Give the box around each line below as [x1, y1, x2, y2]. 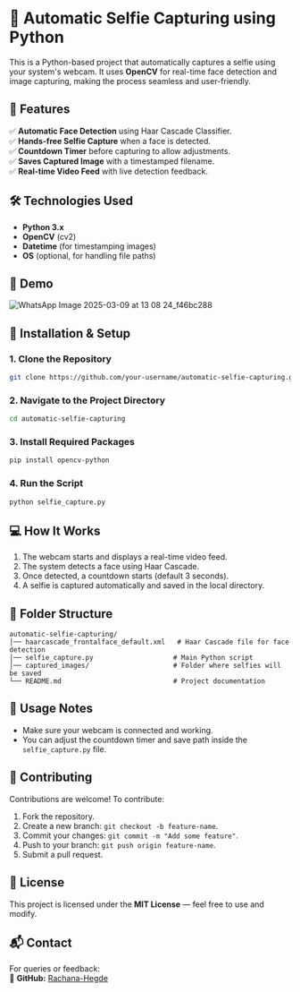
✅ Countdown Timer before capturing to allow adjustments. [9, 145, 230, 156]
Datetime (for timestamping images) [21, 241, 156, 252]
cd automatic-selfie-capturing [9, 415, 126, 423]
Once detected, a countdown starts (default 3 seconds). [21, 570, 229, 581]
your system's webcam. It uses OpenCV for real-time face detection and [9, 66, 278, 77]
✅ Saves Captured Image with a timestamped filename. [9, 156, 215, 167]
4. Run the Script [9, 477, 83, 490]
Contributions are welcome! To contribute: [9, 793, 165, 804]
